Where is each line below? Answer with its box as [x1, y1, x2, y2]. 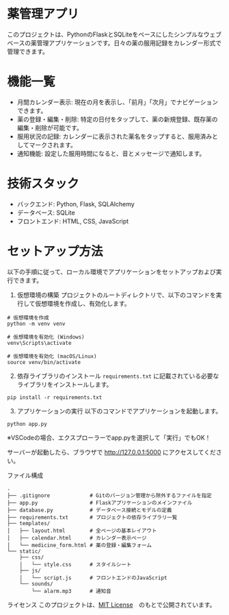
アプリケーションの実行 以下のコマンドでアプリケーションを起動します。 [16, 407, 222, 415]
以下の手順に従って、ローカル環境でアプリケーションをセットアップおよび [7, 267, 217, 276]
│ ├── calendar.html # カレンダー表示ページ [7, 534, 147, 542]
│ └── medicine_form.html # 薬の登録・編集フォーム [7, 542, 152, 548]
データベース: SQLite [16, 208, 75, 217]
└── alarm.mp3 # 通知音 [31, 588, 111, 594]
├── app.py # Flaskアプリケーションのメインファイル [7, 499, 193, 506]
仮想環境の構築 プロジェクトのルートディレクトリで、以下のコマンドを [16, 291, 217, 299]
